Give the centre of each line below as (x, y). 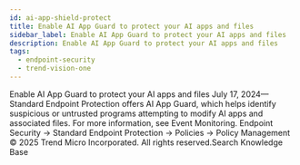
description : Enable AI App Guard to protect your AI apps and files (144, 43)
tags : (20, 52)
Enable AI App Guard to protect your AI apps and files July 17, (124, 94)
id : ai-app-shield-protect (60, 18)
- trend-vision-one (55, 69)
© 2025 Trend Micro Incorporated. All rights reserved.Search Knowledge (146, 142)
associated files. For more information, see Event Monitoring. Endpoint (141, 122)
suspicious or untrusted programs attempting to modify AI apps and (136, 113)
